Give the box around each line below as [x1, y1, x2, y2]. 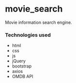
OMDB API [12, 74, 33, 80]
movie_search [5, 3, 63, 15]
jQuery [12, 58, 26, 64]
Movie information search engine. [5, 19, 72, 25]
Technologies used [5, 32, 51, 38]
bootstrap [12, 63, 32, 69]
